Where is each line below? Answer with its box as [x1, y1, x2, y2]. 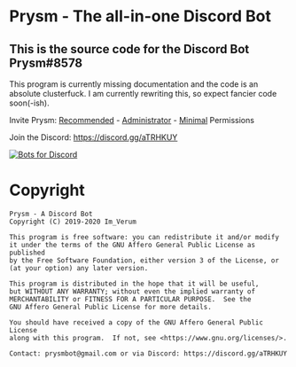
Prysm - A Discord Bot [9, 209, 93, 218]
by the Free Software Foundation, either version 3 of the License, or [9, 255, 279, 265]
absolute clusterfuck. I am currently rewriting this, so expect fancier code [9, 89, 277, 98]
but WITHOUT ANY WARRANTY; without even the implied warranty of [9, 286, 255, 296]
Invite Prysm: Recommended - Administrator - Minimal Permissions [9, 115, 255, 125]
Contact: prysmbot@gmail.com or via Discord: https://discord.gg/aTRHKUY [9, 348, 288, 358]
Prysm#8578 [9, 55, 82, 70]
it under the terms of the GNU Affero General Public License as [9, 240, 255, 249]
